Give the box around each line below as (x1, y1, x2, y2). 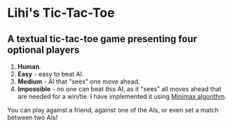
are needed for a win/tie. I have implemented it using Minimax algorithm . (17, 93, 227, 100)
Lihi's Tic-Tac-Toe (7, 5, 115, 21)
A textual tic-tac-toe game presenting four (7, 33, 198, 45)
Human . (17, 62, 41, 71)
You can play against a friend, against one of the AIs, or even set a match (7, 106, 219, 114)
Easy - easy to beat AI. (17, 70, 84, 78)
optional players (7, 44, 80, 55)
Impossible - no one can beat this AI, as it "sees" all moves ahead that (17, 85, 222, 93)
